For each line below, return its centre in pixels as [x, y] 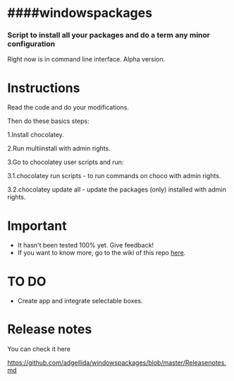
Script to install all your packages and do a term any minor [109, 35]
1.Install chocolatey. [36, 135]
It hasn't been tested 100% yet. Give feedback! [85, 245]
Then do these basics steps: [48, 121]
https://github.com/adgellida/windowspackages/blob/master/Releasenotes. [117, 363]
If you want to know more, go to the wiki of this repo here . [101, 253]
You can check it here [39, 349]
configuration [31, 44]
